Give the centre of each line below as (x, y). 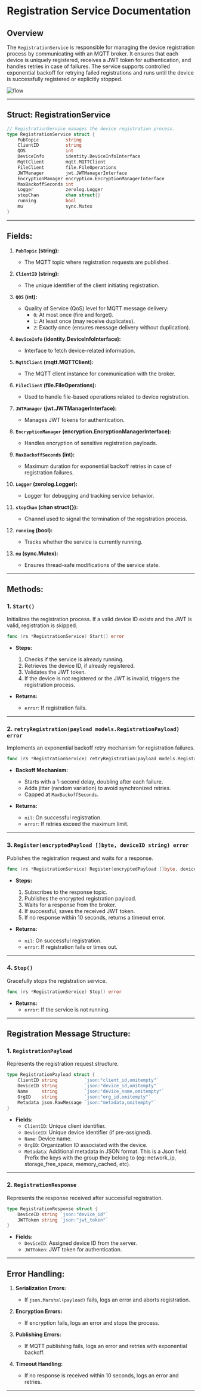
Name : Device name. (48, 1139)
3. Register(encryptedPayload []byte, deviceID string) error (98, 845)
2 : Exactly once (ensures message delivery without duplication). (112, 327)
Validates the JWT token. (55, 672)
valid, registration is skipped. (42, 625)
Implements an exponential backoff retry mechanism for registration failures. (101, 748)
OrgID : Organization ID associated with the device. (86, 1145)
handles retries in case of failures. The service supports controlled (89, 66)
